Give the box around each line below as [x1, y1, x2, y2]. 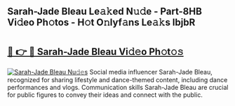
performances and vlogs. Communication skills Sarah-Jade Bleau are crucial [7, 84, 229, 91]
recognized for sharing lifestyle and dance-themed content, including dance [7, 76, 228, 84]
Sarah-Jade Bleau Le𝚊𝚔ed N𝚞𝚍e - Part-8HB [7, 6, 202, 18]
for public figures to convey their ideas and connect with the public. [7, 91, 203, 99]
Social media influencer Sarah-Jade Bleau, [89, 68, 213, 76]
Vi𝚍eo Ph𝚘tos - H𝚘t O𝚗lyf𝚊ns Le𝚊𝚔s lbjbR [7, 17, 196, 29]
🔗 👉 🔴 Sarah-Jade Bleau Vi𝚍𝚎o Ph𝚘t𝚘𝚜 [7, 46, 184, 58]
